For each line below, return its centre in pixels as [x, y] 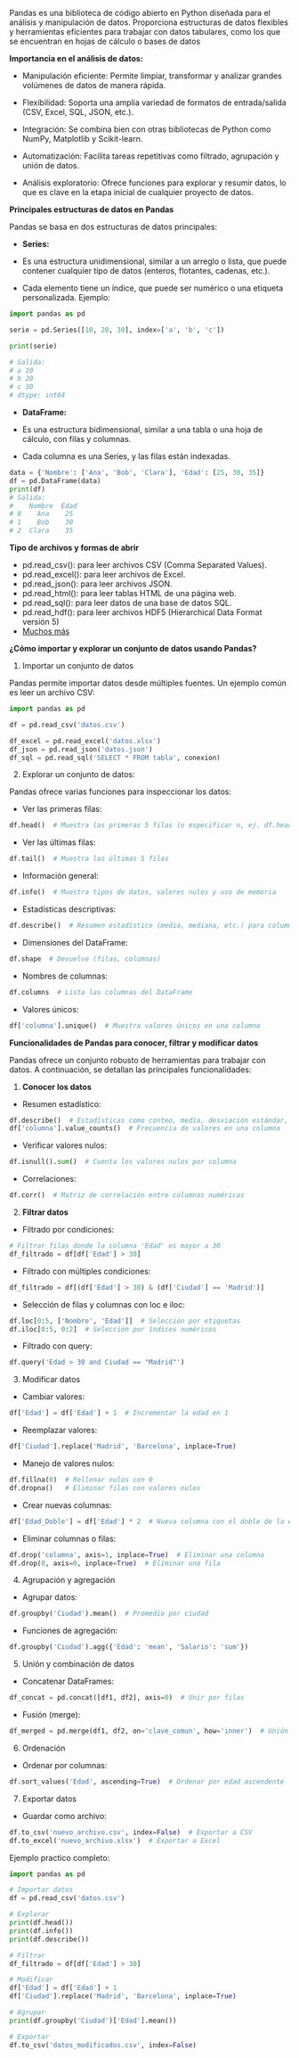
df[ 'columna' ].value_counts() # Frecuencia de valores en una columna [145, 1128]
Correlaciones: [49, 1179]
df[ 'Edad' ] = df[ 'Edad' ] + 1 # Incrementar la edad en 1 [119, 1413]
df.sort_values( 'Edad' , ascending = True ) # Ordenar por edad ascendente [147, 1782]
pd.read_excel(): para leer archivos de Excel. [104, 574]
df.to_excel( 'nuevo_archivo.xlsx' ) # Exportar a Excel [115, 1841]
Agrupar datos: [50, 1597]
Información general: [61, 876]
